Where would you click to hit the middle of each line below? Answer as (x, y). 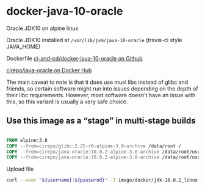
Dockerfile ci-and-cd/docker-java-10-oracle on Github (75, 58)
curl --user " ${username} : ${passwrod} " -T (61, 180)
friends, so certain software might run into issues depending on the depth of (102, 88)
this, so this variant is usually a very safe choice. (67, 102)
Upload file (20, 169)
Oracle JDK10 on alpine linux (42, 28)
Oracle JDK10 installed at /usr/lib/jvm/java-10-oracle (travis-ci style (94, 40)
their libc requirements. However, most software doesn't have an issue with (101, 95)
